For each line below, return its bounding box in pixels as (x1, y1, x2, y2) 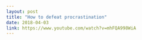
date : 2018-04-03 (6, 19, 49, 25)
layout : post (6, 8, 38, 15)
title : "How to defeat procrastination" (6, 14, 108, 20)
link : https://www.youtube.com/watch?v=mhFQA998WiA (6, 25, 136, 31)
